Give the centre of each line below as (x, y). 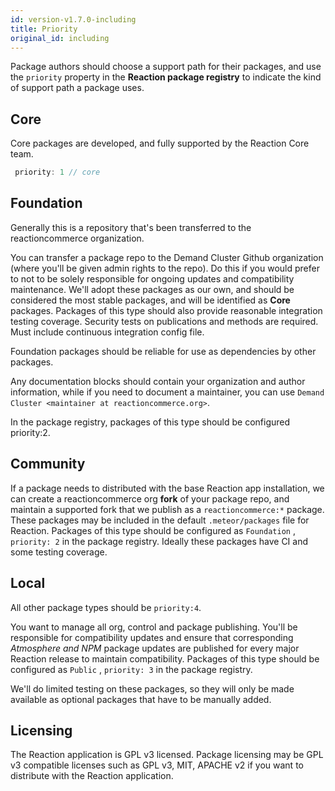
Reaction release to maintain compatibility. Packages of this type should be (165, 658)
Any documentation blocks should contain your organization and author (158, 381)
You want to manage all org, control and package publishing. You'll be (154, 627)
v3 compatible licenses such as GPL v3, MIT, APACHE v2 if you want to (157, 765)
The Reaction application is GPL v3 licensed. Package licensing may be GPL (167, 755)
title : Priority (44, 29)
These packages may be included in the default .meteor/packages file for (160, 520)
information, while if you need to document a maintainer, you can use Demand (167, 392)
